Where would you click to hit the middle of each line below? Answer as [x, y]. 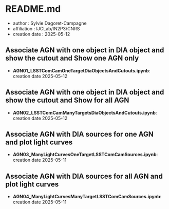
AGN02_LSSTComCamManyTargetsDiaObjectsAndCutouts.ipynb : [85, 112]
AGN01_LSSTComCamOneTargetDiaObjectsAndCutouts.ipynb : [81, 70]
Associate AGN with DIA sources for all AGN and [84, 176]
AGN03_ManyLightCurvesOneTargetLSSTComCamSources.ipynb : [85, 155]
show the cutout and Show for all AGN [67, 100]
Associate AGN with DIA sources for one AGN [80, 134]
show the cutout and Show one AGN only [72, 58]
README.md [33, 9]
